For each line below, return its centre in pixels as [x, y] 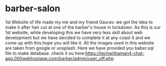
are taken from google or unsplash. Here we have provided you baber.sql [80, 48]
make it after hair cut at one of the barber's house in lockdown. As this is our [83, 27]
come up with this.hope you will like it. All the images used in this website [80, 43]
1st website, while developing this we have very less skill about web [74, 32]
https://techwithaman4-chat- [115, 53]
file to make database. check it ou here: [45, 53]
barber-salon [33, 9]
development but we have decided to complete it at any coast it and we [78, 38]
